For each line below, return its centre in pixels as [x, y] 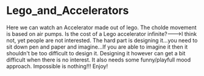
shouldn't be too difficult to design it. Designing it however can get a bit [96, 53]
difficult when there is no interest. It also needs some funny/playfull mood [99, 60]
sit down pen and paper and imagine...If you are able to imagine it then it [97, 47]
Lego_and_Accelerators [68, 11]
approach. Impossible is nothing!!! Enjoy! [57, 66]
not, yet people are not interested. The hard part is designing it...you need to [102, 40]
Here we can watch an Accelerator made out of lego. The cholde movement [101, 27]
